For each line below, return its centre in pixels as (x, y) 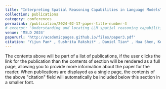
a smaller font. (20, 82)
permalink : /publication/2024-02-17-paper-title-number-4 (66, 23)
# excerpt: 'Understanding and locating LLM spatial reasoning (72, 28)
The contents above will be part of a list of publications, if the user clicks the (83, 56)
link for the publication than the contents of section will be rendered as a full (83, 61)
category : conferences (28, 19)
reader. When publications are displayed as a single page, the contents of (80, 72)
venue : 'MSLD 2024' (25, 33)
